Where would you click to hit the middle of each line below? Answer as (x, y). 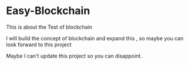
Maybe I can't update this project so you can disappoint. (74, 56)
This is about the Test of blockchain (49, 27)
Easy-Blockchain (48, 11)
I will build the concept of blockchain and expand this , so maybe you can (95, 38)
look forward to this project (39, 45)
